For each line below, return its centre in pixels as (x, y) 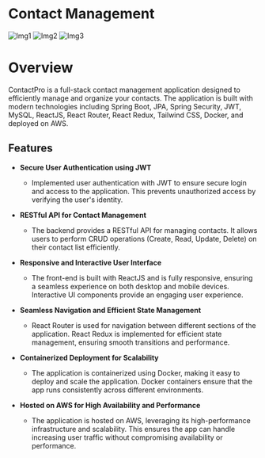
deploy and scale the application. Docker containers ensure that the (142, 381)
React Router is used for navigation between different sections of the (144, 325)
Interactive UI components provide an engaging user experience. (137, 295)
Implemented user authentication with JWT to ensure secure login (139, 182)
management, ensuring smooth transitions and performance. (131, 342)
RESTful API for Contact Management (83, 215)
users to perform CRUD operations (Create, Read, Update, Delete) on (144, 239)
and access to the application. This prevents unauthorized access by (144, 191)
